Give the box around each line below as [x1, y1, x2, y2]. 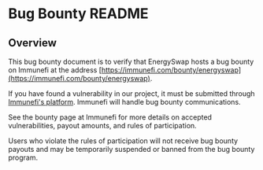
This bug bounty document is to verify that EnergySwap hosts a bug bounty [8, 57, 254, 66]
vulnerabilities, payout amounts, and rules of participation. [8, 121, 197, 130]
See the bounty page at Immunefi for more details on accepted [8, 113, 213, 122]
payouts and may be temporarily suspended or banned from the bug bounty [8, 145, 255, 153]
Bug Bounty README [8, 5, 149, 23]
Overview [8, 36, 57, 50]
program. [8, 153, 39, 162]
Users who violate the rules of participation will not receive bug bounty [8, 136, 239, 146]
